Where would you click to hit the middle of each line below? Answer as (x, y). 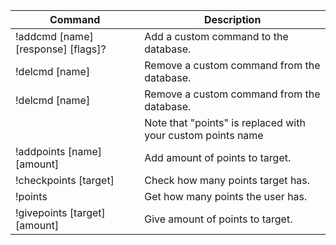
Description (232, 19)
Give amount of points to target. (218, 219)
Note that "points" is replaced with (225, 122)
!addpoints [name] (58, 151)
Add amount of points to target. (218, 157)
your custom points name (204, 135)
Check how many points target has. (227, 180)
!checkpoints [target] (65, 180)
